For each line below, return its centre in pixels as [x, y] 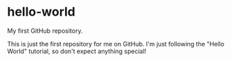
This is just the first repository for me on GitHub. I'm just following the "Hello [116, 44]
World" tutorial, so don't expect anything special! [77, 51]
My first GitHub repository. [45, 31]
